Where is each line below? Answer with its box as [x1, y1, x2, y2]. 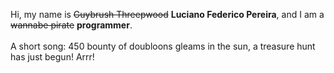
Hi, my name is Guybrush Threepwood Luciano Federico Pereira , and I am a [10, 9, 325, 20]
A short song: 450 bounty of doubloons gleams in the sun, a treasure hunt [10, 40, 316, 52]
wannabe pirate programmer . [10, 19, 133, 31]
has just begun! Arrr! [10, 51, 95, 63]
